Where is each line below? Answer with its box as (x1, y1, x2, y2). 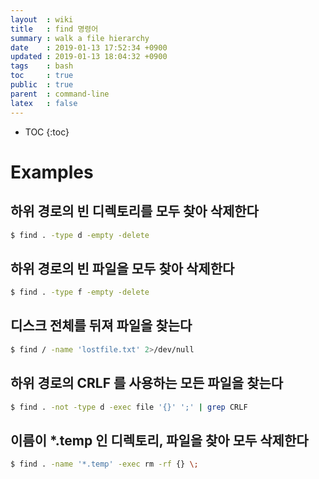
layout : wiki (10, 14, 74, 25)
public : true (10, 80, 74, 90)
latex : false (10, 98, 78, 108)
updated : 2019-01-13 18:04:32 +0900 (10, 52, 168, 62)
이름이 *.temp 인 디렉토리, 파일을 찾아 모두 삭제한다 (10, 432, 309, 449)
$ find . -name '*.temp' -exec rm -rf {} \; (10, 459, 199, 470)
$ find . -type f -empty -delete (10, 287, 150, 298)
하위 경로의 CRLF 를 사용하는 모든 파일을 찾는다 (10, 375, 284, 392)
